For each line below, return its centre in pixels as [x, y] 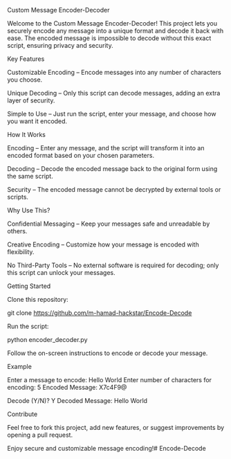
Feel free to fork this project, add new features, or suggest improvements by [116, 427]
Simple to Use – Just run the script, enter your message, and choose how [112, 114]
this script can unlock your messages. [61, 272]
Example [20, 367]
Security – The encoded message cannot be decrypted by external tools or [114, 189]
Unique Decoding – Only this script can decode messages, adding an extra [114, 93]
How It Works [27, 135]
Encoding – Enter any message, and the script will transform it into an [106, 148]
